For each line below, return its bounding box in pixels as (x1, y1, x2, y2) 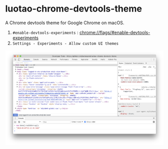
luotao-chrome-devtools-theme (5, 3, 142, 15)
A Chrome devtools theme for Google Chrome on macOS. (5, 20, 125, 26)
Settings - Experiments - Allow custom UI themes (12, 41, 119, 46)
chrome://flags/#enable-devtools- (79, 29, 150, 35)
